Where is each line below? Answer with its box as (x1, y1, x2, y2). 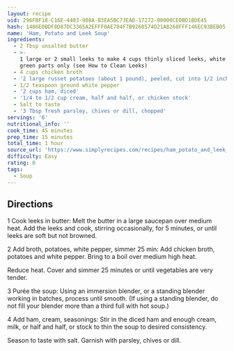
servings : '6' (7, 114, 49, 121)
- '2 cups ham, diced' (13, 88, 79, 95)
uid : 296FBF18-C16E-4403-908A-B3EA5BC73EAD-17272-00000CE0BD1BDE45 (7, 17, 208, 24)
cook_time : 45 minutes (7, 127, 73, 134)
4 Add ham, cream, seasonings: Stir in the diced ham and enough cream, (7, 315, 217, 324)
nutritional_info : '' (7, 120, 70, 128)
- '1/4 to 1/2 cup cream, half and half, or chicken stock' (13, 95, 192, 102)
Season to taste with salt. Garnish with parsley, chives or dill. (7, 336, 181, 345)
